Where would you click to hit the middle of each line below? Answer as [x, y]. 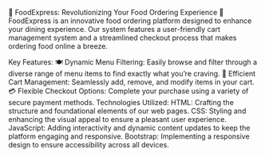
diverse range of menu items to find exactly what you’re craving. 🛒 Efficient [132, 73]
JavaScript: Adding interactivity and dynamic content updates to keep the [129, 128]
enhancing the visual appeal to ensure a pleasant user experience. [118, 119]
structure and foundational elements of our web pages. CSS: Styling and [127, 111]
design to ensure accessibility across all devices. [89, 145]
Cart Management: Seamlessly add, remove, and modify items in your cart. [132, 82]
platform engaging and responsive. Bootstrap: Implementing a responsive [129, 136]
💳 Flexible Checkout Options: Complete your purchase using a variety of [129, 91]
